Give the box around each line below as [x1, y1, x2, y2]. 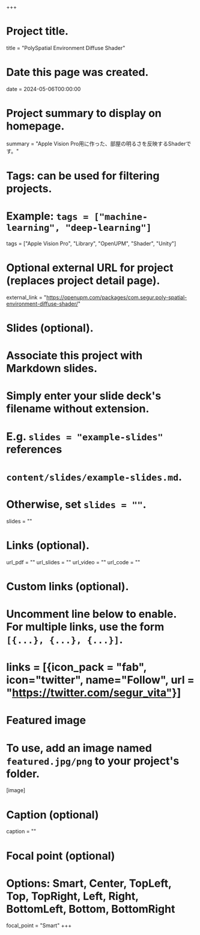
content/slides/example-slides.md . [6, 470, 182, 483]
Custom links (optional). [6, 579, 129, 593]
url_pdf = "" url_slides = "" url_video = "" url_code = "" [6, 558, 141, 565]
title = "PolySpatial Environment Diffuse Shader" [6, 44, 126, 51]
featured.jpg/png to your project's [6, 754, 180, 767]
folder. [6, 767, 40, 781]
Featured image [6, 714, 86, 727]
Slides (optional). [6, 321, 94, 335]
